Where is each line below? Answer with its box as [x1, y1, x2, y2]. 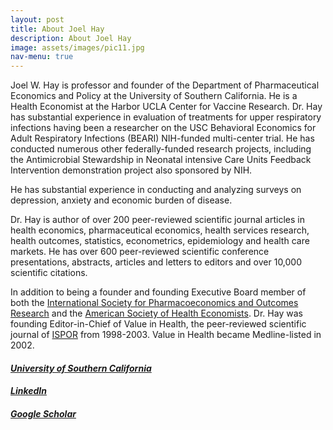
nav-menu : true [10, 52, 74, 62]
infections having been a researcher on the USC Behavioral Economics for [10, 122, 317, 134]
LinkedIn [10, 385, 47, 397]
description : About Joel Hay [10, 33, 132, 43]
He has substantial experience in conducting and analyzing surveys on [10, 184, 302, 196]
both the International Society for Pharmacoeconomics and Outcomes [10, 297, 299, 309]
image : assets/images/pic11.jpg [10, 42, 145, 53]
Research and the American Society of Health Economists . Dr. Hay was [10, 307, 303, 320]
